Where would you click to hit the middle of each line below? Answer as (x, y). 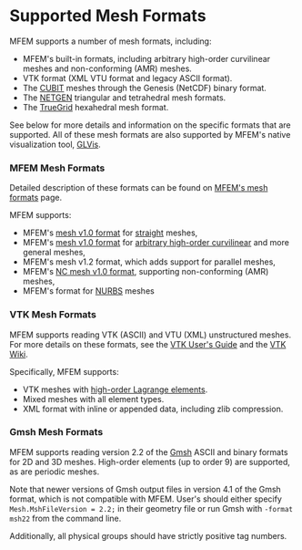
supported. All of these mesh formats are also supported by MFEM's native (150, 134)
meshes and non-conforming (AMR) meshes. (107, 68)
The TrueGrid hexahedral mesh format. (96, 107)
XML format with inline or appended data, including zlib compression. (153, 409)
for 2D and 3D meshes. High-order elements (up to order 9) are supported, (150, 462)
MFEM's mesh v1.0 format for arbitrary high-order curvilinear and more (156, 243)
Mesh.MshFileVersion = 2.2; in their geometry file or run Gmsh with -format (151, 508)
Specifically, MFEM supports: (65, 371)
